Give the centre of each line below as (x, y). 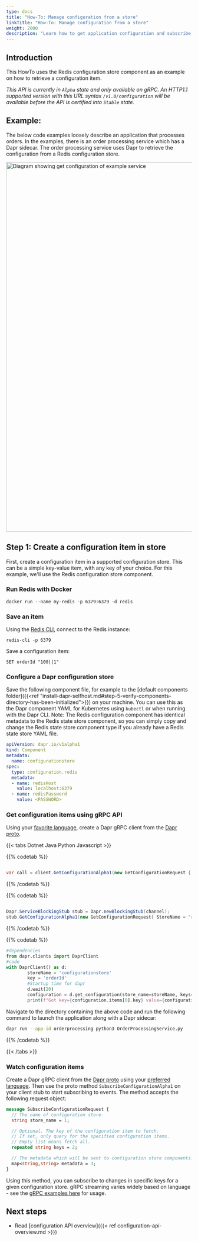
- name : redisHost (34, 783)
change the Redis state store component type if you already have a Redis (95, 728)
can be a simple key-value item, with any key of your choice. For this (89, 568)
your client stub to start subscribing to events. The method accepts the (92, 1092)
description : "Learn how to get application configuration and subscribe (99, 34)
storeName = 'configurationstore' (70, 973)
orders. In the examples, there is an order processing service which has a (95, 141)
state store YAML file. (32, 733)
